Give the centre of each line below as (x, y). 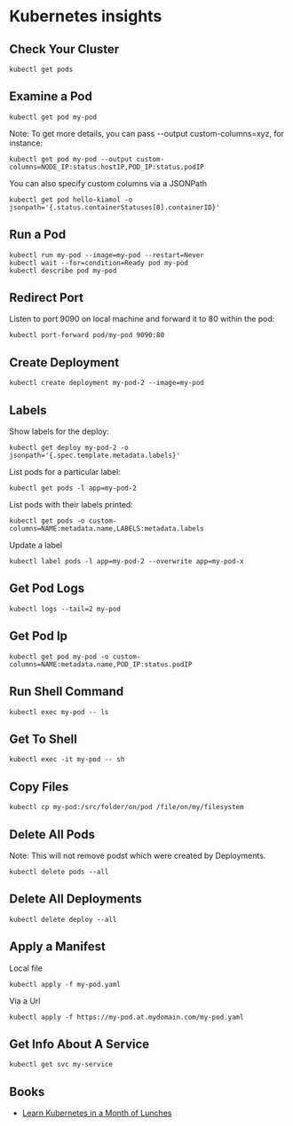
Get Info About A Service (79, 1044)
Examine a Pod (51, 96)
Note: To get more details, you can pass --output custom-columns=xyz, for (147, 133)
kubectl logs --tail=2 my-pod (65, 609)
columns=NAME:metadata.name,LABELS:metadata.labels (107, 529)
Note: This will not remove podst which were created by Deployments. (138, 855)
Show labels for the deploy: (59, 431)
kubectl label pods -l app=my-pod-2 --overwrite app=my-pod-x (127, 562)
